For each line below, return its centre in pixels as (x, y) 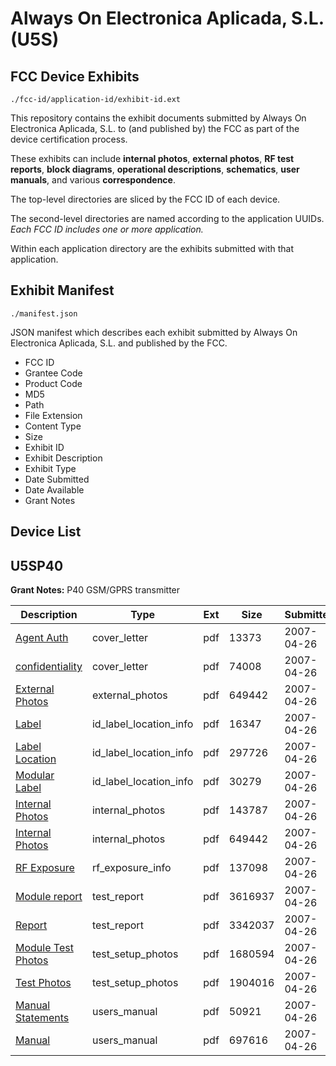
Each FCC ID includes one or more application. (107, 229)
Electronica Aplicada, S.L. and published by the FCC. (119, 343)
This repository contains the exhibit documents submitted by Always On (158, 118)
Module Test (44, 948)
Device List (46, 532)
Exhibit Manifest (62, 290)
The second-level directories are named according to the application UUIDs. (167, 218)
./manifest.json (44, 313)
